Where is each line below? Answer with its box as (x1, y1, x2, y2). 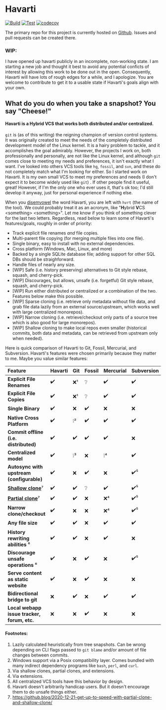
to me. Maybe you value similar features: (5, 355, 88, 361)
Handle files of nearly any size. (12, 261, 76, 267)
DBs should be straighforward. (12, 256, 75, 262)
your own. (5, 85, 26, 91)
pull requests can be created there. (5, 35, 77, 41)
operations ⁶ (7, 561, 38, 568)
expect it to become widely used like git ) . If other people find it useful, (5, 179, 151, 185)
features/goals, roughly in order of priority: (5, 220, 92, 226)
